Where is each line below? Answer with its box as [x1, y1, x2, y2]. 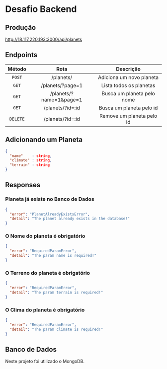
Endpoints [5, 51, 38, 59]
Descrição [116, 66, 141, 73]
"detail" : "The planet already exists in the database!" [9, 216, 130, 221]
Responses [5, 181, 41, 189]
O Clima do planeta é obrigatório [5, 306, 85, 313]
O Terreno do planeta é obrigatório [5, 269, 90, 276]
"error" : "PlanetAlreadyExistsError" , [9, 212, 90, 217]
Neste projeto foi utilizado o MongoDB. [5, 359, 84, 365]
